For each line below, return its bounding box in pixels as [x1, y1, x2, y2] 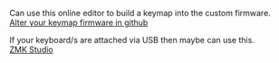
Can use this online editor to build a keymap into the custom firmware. [9, 8, 272, 18]
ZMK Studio [9, 44, 53, 55]
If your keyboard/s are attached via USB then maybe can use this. [9, 35, 255, 45]
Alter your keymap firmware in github [9, 17, 149, 28]
